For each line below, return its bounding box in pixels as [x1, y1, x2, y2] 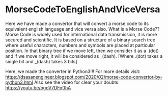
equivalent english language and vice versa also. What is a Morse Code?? [5, 26, 160, 32]
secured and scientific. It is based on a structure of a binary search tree [5, 37, 156, 43]
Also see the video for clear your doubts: [34, 79, 120, 85]
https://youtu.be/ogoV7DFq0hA [5, 84, 71, 90]
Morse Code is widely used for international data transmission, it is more [5, 31, 157, 37]
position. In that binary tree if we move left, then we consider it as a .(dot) [5, 47, 159, 54]
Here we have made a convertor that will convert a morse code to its [5, 20, 149, 27]
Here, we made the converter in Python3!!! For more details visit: [5, 68, 141, 75]
